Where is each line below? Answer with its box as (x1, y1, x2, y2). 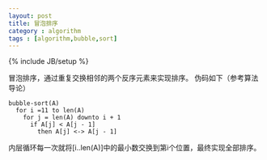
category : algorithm (8, 27, 82, 35)
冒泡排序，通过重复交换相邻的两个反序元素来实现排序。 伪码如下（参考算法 (8, 74, 259, 83)
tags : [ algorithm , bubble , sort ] (8, 34, 117, 43)
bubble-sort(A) (8, 99, 60, 107)
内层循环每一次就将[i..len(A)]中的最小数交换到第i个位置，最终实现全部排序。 (8, 143, 261, 153)
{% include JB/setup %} (8, 57, 89, 66)
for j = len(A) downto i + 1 (23, 114, 121, 122)
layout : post (8, 11, 53, 20)
